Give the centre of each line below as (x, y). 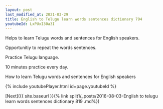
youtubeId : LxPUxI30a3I (30, 24)
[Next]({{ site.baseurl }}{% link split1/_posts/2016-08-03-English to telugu (81, 96)
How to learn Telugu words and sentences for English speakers (71, 77)
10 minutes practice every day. (37, 67)
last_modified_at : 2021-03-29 (37, 14)
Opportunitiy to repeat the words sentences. (51, 47)
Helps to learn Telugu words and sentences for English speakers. (72, 38)
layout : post (19, 10)
